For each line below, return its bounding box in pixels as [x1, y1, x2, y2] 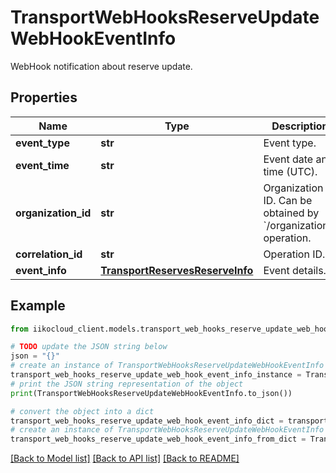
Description [271, 119, 329, 133]
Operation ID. [263, 247, 326, 261]
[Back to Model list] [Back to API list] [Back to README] [10, 452, 240, 465]
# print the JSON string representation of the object [10, 379, 244, 389]
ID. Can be [263, 193, 313, 207]
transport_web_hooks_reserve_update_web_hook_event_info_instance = [10, 370, 302, 380]
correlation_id [15, 247, 83, 261]
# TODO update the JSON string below [10, 342, 168, 352]
